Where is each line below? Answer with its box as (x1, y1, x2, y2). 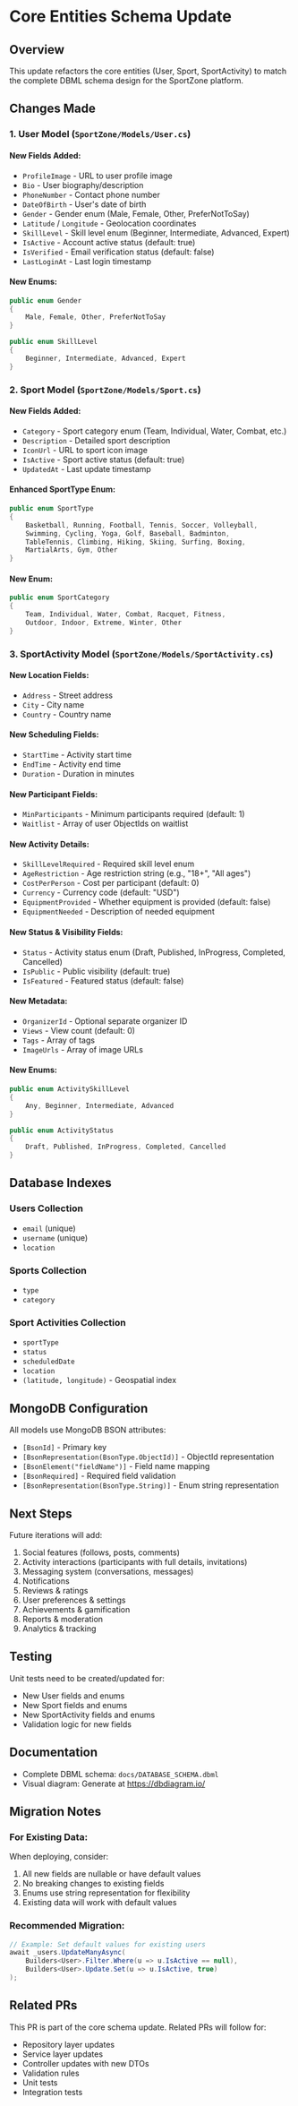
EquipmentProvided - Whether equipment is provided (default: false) (21, 897, 271, 907)
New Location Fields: (9, 670, 89, 681)
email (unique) (21, 1223, 76, 1234)
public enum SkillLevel (9, 338, 98, 347)
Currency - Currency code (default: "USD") (21, 887, 181, 898)
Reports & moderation (21, 1614, 104, 1624)
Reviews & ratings (21, 1586, 89, 1595)
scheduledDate (21, 1357, 75, 1367)
